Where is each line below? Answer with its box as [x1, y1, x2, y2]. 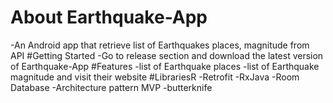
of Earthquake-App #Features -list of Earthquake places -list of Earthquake [10, 60, 320, 72]
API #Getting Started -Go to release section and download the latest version [10, 49, 324, 61]
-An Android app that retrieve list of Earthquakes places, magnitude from [10, 39, 310, 51]
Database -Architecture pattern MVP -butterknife [10, 81, 213, 93]
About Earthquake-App [10, 6, 208, 29]
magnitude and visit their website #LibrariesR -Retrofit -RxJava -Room [10, 71, 300, 83]
